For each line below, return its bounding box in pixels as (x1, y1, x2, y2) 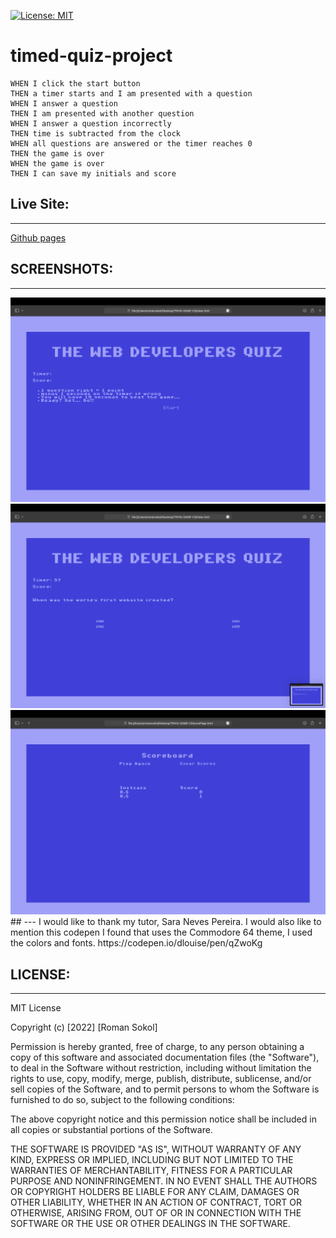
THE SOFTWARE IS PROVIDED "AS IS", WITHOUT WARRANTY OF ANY (10, 1143, 302, 1155)
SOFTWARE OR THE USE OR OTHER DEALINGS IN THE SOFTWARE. (10, 1218, 291, 1230)
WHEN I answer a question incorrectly (10, 118, 172, 129)
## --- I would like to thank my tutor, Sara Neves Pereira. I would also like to (10, 916, 322, 928)
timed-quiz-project (10, 45, 173, 67)
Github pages (10, 231, 67, 244)
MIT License (10, 1002, 62, 1014)
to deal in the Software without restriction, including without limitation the (10, 1062, 312, 1074)
